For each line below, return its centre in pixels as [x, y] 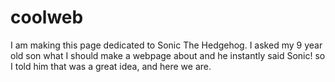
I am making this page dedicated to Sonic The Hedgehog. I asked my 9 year [166, 45]
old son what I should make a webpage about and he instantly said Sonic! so [168, 55]
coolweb [47, 17]
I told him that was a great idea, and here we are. [111, 66]
